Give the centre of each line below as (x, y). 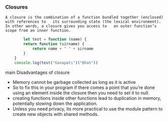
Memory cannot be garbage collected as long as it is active (74, 82)
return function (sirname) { (54, 44)
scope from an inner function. (38, 31)
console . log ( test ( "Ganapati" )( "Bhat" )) (56, 63)
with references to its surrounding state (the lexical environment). (83, 22)
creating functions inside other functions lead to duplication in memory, (87, 98)
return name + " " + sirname (63, 49)
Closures (17, 7)
